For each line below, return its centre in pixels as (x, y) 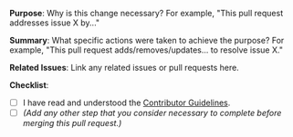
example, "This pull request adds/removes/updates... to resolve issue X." (146, 50)
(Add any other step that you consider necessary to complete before (152, 113)
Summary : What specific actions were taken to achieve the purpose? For (147, 40)
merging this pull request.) (72, 123)
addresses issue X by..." (55, 23)
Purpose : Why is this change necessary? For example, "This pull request (146, 13)
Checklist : (29, 85)
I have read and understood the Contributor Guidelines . (126, 103)
